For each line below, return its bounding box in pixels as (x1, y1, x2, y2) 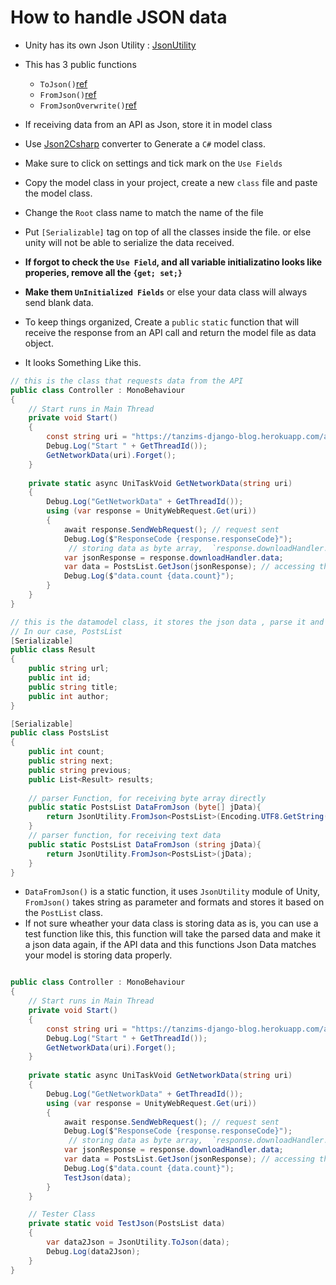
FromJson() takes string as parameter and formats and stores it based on (24, 896, 325, 908)
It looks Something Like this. (24, 356, 142, 368)
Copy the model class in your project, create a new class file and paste (24, 176, 318, 188)
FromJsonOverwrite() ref (39, 99, 138, 111)
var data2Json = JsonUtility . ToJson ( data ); (46, 1237, 230, 1248)
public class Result (10, 645, 97, 655)
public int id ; (28, 673, 92, 683)
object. (24, 337, 54, 349)
